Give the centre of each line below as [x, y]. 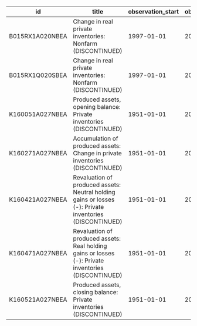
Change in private [97, 153]
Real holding [90, 246]
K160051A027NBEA [38, 114]
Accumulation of [96, 139]
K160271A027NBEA [38, 153]
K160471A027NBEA [38, 253]
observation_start [154, 11]
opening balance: [97, 107]
